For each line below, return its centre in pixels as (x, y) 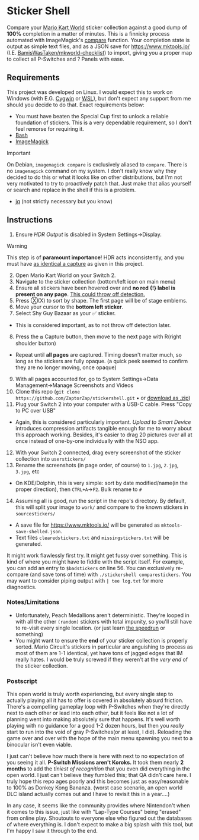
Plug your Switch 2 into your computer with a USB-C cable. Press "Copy (103, 404)
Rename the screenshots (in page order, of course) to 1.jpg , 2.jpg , (97, 465)
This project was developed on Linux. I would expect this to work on (90, 92)
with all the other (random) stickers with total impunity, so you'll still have (103, 621)
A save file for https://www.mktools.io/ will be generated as (88, 525)
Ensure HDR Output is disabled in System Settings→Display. (89, 234)
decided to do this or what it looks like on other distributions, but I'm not (94, 177)
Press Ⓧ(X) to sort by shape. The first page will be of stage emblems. (101, 300)
